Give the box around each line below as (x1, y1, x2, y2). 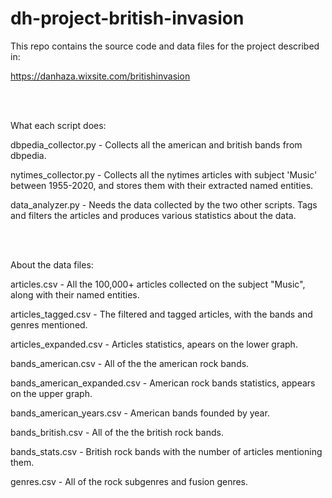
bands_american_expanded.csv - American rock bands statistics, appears (10, 377, 316, 389)
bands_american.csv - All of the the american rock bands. (10, 357, 250, 369)
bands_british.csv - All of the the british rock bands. (10, 426, 224, 438)
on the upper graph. (10, 387, 93, 399)
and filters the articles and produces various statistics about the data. (10, 209, 297, 221)
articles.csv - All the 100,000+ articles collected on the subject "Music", (10, 278, 306, 290)
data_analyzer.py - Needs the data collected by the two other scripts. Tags (10, 198, 318, 211)
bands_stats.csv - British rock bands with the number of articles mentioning (10, 445, 323, 457)
